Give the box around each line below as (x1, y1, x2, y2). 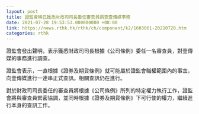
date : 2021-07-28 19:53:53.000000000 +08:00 (6, 19, 118, 25)
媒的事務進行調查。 (6, 55, 53, 62)
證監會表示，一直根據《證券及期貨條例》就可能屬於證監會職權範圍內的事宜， (6, 67, 193, 74)
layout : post (6, 8, 38, 15)
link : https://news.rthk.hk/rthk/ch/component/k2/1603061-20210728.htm (6, 25, 187, 31)
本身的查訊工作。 (11, 102, 53, 109)
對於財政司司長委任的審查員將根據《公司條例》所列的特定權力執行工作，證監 (6, 87, 193, 94)
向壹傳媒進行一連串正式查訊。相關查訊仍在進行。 (6, 75, 126, 82)
